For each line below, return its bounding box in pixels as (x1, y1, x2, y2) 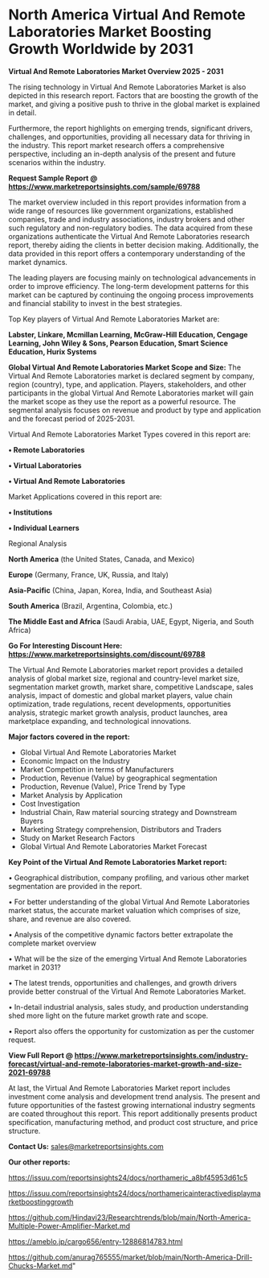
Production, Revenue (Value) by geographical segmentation (19, 773, 218, 783)
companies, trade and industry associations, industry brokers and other (8, 214, 245, 224)
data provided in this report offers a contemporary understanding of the (8, 248, 246, 258)
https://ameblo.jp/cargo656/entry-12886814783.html (8, 1236, 183, 1246)
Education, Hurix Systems (8, 346, 97, 356)
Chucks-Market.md (8, 1260, 73, 1270)
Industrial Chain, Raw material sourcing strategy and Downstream (19, 807, 237, 817)
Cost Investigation (19, 799, 80, 809)
